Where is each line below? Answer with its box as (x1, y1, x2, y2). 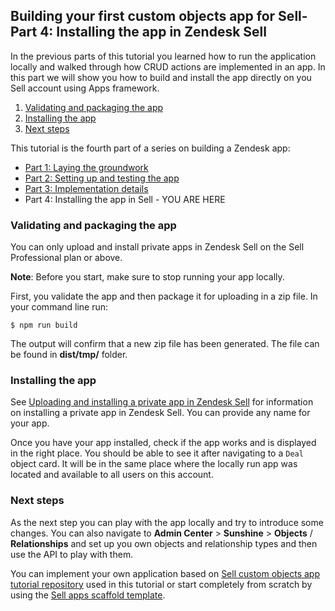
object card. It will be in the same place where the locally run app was (10, 458, 298, 470)
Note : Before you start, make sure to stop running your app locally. (10, 271, 285, 283)
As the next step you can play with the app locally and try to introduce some (10, 516, 324, 528)
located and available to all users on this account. (10, 469, 214, 481)
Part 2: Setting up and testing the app (24, 172, 180, 184)
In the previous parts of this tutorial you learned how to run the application (10, 50, 317, 62)
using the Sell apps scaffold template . (10, 589, 166, 601)
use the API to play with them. (10, 548, 134, 560)
